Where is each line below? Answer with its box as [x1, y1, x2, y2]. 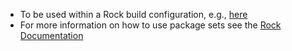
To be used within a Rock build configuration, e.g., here [19, 9, 248, 20]
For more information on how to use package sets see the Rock [19, 19, 282, 31]
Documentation [19, 30, 84, 41]
